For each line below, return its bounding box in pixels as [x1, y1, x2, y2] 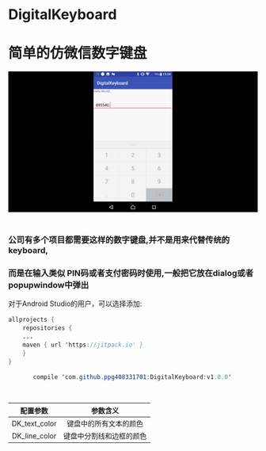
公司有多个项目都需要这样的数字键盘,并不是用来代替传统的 [8, 234, 230, 245]
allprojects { [8, 315, 55, 324]
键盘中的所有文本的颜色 [66, 419, 144, 429]
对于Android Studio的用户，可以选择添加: [8, 299, 142, 308]
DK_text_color [11, 419, 57, 428]
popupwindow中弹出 [8, 279, 89, 290]
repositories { [22, 324, 73, 332]
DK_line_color [11, 430, 57, 441]
